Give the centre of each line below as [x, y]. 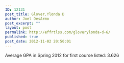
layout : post [18, 28]
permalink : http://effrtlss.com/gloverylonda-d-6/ [58, 32]
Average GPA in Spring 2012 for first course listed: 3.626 [62, 55]
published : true [22, 37]
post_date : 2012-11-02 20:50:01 [38, 42]
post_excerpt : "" [23, 23]
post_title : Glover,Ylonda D [35, 14]
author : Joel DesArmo [27, 19]
